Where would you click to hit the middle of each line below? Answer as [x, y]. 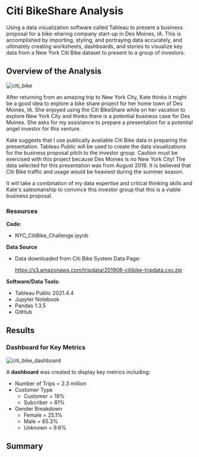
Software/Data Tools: [33, 282]
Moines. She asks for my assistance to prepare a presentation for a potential [99, 122]
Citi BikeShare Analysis [65, 11]
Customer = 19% [44, 396]
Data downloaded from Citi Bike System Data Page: [78, 259]
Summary [25, 446]
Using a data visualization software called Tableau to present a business [94, 27]
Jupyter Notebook [37, 299]
